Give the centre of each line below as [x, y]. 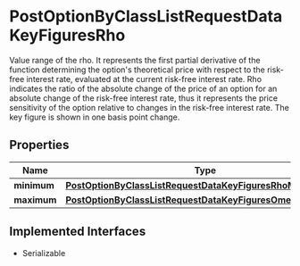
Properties [39, 145]
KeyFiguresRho [67, 35]
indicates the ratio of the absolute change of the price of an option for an [143, 88]
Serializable [44, 253]
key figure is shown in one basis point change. [95, 117]
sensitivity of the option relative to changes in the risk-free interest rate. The [150, 107]
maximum [35, 200]
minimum [34, 185]
